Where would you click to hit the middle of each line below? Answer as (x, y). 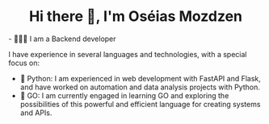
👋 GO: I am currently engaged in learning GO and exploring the (124, 95)
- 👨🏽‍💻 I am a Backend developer (62, 39)
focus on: (24, 63)
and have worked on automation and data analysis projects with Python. (140, 87)
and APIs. (36, 113)
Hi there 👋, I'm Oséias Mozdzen (136, 17)
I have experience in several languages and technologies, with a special (128, 54)
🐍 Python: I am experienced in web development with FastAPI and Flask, (140, 78)
